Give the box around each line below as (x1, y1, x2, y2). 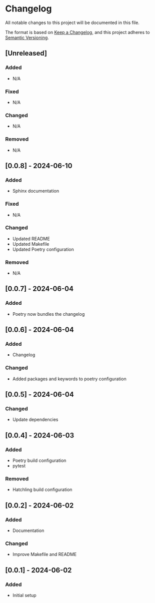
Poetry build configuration (12, 457, 66, 463)
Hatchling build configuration (12, 486, 72, 493)
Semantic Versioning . (5, 35, 49, 41)
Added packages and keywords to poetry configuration (12, 376, 126, 382)
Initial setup (12, 592, 36, 598)
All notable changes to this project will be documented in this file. (5, 20, 140, 26)
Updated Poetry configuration (12, 246, 74, 252)
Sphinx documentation (12, 188, 59, 194)
